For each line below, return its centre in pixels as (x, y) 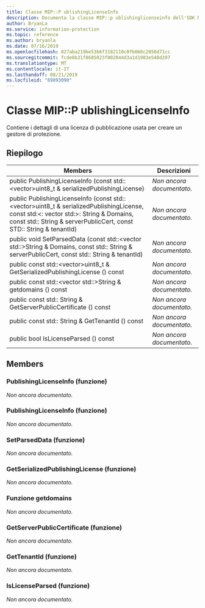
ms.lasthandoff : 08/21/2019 (42, 75)
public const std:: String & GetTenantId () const (76, 321)
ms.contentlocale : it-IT (38, 69)
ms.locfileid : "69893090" (39, 80)
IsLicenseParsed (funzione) (48, 586)
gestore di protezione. (34, 134)
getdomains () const (38, 290)
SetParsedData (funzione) (46, 440)
